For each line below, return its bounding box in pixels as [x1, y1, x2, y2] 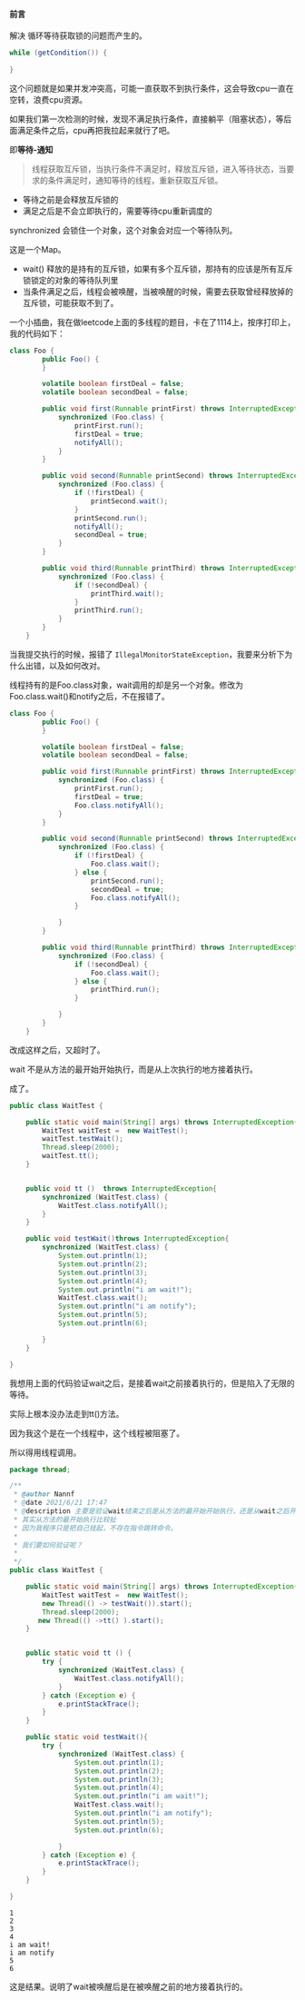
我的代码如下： [9, 328, 65, 339]
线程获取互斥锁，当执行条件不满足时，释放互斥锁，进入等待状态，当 [31, 163, 287, 174]
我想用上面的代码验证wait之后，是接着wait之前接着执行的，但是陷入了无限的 [9, 1377, 295, 1389]
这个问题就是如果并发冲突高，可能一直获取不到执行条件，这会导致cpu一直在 [9, 83, 294, 94]
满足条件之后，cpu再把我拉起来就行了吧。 [16, 124, 175, 135]
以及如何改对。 [48, 659, 105, 671]
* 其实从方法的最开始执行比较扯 [13, 1515, 116, 1524]
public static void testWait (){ [25, 1733, 148, 1742]
